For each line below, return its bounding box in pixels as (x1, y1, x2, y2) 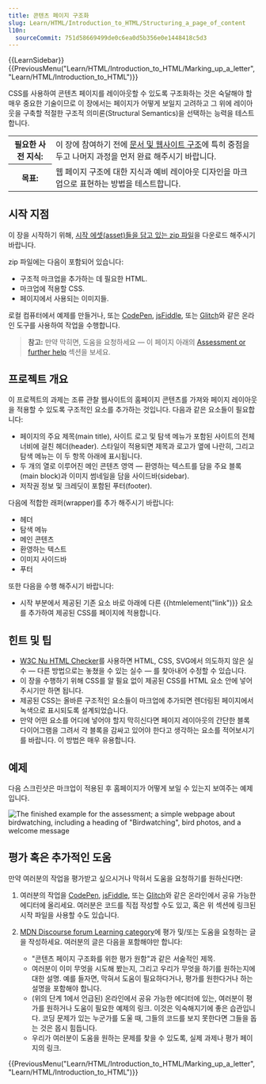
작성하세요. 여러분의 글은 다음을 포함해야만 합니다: (28, 937, 183, 946)
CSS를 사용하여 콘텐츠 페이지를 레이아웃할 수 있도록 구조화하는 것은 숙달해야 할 (8, 89, 253, 98)
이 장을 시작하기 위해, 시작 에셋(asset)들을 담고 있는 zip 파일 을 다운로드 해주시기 (8, 230, 256, 239)
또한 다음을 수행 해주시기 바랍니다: (8, 581, 114, 591)
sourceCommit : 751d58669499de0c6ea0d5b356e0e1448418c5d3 (15, 33, 207, 42)
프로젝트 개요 (8, 372, 69, 385)
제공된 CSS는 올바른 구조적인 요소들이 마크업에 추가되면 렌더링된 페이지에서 (19, 695, 254, 706)
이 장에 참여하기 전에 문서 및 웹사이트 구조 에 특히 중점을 (55, 139, 250, 150)
